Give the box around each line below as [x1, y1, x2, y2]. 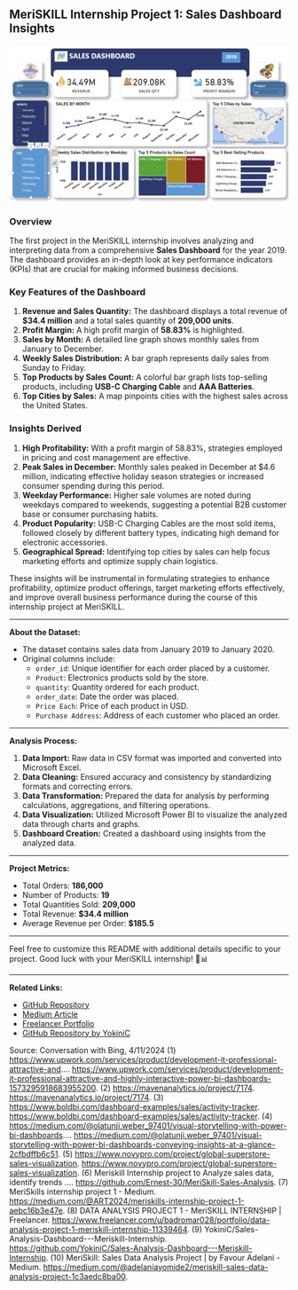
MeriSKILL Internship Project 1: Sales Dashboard [9, 7, 282, 22]
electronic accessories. [21, 537, 108, 547]
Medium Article [21, 1009, 78, 1019]
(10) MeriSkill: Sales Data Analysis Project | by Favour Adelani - [50, 1252, 281, 1262]
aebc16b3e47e [9, 1205, 64, 1215]
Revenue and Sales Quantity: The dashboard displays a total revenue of [21, 306, 288, 317]
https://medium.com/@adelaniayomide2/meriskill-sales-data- [43, 1262, 269, 1272]
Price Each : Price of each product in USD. [35, 700, 189, 711]
